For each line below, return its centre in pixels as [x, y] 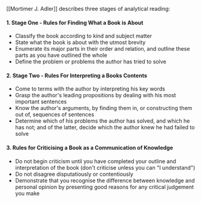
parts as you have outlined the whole [61, 55]
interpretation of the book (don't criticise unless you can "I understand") [105, 167]
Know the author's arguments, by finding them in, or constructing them [104, 108]
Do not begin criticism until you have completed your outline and [96, 161]
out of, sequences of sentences [54, 115]
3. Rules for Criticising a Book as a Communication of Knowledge [90, 148]
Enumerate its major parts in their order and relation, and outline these [102, 49]
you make [27, 193]
